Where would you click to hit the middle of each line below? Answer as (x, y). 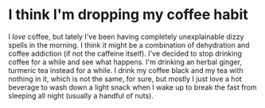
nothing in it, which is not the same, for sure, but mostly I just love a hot (125, 79)
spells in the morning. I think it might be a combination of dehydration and (129, 44)
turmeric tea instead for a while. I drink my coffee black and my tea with (126, 70)
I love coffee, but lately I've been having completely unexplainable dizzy (126, 37)
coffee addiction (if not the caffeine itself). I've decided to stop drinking (125, 53)
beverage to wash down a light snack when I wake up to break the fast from (132, 87)
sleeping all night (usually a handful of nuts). (81, 95)
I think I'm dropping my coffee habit (128, 15)
